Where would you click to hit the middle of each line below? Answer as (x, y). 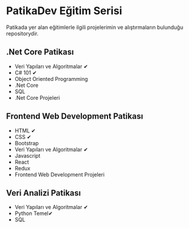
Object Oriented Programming (51, 79)
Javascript (27, 155)
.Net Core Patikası (40, 52)
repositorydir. (22, 33)
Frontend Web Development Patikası (75, 116)
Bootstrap (27, 143)
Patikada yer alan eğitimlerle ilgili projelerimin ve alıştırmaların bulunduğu (95, 27)
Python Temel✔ (34, 213)
